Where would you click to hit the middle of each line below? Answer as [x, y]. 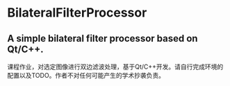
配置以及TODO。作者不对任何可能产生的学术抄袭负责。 [86, 75]
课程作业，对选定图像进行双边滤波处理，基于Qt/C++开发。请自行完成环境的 [115, 67]
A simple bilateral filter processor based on [102, 38]
